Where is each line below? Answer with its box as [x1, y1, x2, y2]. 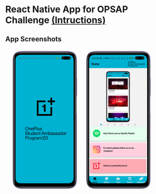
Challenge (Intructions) [5, 14, 106, 26]
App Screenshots [5, 35, 62, 43]
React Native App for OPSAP [5, 4, 128, 15]
